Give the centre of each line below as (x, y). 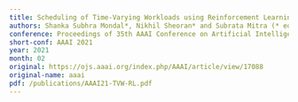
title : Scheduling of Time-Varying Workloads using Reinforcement (134, 17)
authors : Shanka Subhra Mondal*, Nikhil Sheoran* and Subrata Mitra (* (144, 26)
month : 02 (27, 59)
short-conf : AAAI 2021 (51, 42)
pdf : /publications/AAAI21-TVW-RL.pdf (81, 83)
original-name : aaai (47, 75)
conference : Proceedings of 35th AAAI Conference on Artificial (130, 34)
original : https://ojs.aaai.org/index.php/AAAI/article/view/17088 (137, 67)
